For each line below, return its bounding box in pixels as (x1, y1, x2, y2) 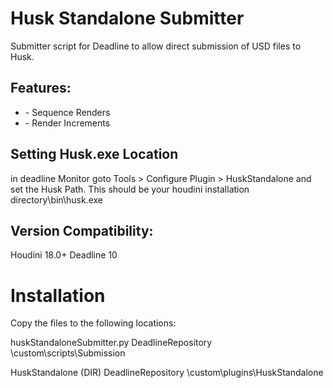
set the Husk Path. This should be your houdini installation (10, 183, 250, 195)
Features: (10, 80, 72, 97)
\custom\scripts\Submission (10, 347, 126, 359)
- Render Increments (24, 117, 111, 129)
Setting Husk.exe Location (10, 146, 179, 163)
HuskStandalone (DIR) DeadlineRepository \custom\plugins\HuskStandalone (10, 367, 324, 379)
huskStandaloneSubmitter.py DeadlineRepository (10, 337, 213, 349)
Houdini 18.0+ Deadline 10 (10, 249, 118, 261)
